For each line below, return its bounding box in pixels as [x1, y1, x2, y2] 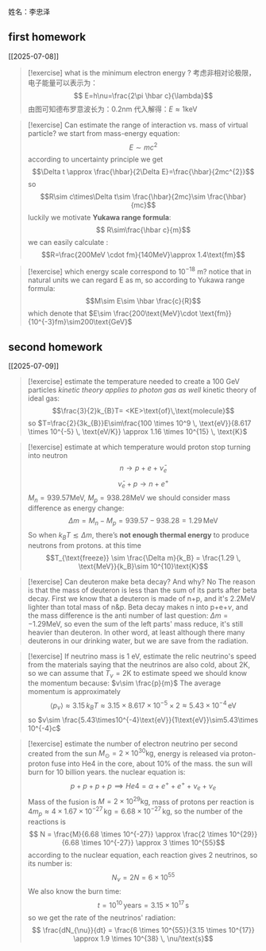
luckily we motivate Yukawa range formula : [27, 213, 172, 223]
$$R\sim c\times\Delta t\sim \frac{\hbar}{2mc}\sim [40, 192, 206, 201]
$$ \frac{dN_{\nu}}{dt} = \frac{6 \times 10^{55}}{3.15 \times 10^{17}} [31, 925, 256, 934]
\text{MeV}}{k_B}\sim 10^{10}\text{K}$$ [78, 561, 209, 571]
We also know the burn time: [27, 887, 121, 896]
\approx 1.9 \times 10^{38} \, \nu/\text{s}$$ [72, 934, 214, 943]
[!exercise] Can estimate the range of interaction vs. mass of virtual [27, 120, 249, 130]
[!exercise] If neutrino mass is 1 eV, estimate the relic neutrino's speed [27, 651, 256, 661]
